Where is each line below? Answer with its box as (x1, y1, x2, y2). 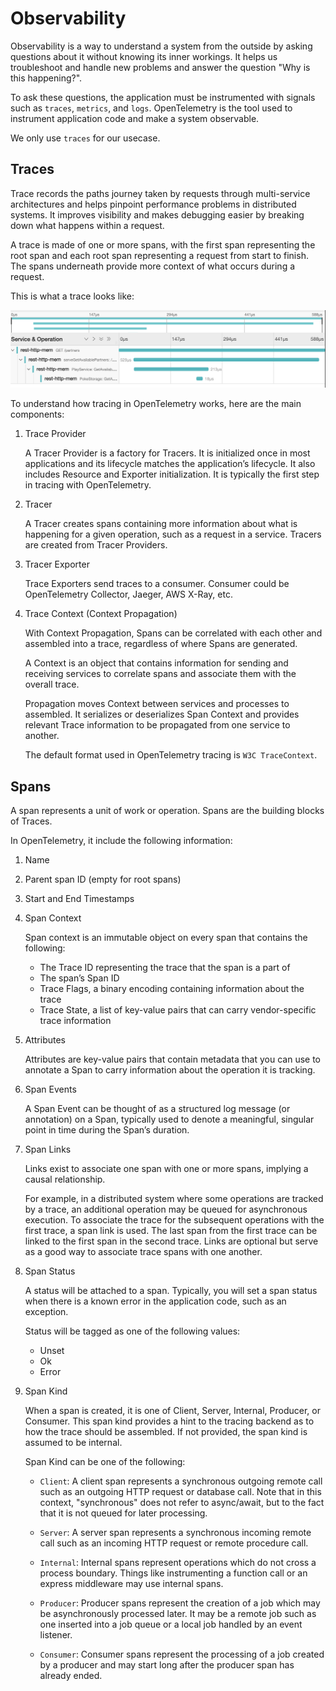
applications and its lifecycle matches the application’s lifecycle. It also (24, 458, 316, 470)
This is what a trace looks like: (10, 290, 135, 302)
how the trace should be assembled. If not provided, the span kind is (24, 1426, 308, 1438)
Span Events (24, 1083, 77, 1096)
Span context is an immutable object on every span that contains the (24, 932, 308, 944)
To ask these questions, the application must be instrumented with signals (10, 91, 316, 103)
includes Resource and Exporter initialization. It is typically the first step (24, 468, 320, 481)
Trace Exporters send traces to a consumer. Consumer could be (24, 578, 290, 590)
